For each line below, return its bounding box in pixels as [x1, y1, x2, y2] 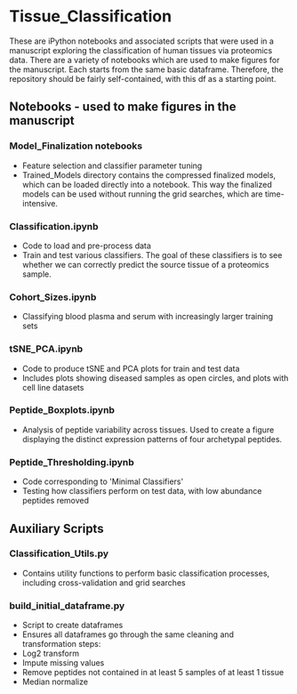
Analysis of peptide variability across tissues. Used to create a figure [21, 424, 275, 435]
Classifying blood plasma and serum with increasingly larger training [21, 311, 274, 322]
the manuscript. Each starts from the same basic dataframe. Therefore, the [9, 64, 284, 75]
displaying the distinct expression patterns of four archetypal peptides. [21, 433, 283, 444]
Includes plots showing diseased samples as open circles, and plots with [21, 372, 289, 383]
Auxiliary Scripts [9, 520, 104, 536]
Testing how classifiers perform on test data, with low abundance [21, 486, 262, 496]
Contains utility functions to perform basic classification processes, [21, 568, 269, 578]
